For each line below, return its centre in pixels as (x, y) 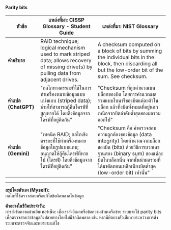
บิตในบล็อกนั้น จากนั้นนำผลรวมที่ (129, 160)
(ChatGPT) (21, 107)
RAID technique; (60, 41)
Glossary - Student (66, 26)
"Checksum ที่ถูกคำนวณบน (126, 88)
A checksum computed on (129, 44)
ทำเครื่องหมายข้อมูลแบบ (63, 94)
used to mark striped (65, 54)
